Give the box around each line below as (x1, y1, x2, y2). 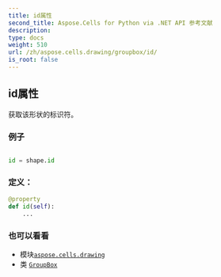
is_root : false (8, 56, 59, 64)
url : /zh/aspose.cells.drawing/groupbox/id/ (8, 48, 158, 56)
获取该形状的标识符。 (8, 109, 78, 119)
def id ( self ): (8, 203, 55, 211)
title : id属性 (8, 11, 53, 20)
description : (8, 26, 51, 34)
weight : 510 (8, 41, 48, 49)
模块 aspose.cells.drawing (19, 250, 105, 260)
